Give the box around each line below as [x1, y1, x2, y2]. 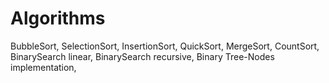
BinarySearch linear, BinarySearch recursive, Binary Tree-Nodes [10, 50, 275, 62]
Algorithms [10, 7, 106, 30]
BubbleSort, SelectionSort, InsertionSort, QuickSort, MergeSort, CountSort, [10, 40, 320, 52]
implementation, [10, 61, 77, 73]
